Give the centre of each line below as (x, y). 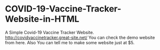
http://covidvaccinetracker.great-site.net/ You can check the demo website (80, 37)
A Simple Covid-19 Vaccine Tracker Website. (50, 32)
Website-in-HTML (42, 19)
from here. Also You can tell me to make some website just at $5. (70, 42)
